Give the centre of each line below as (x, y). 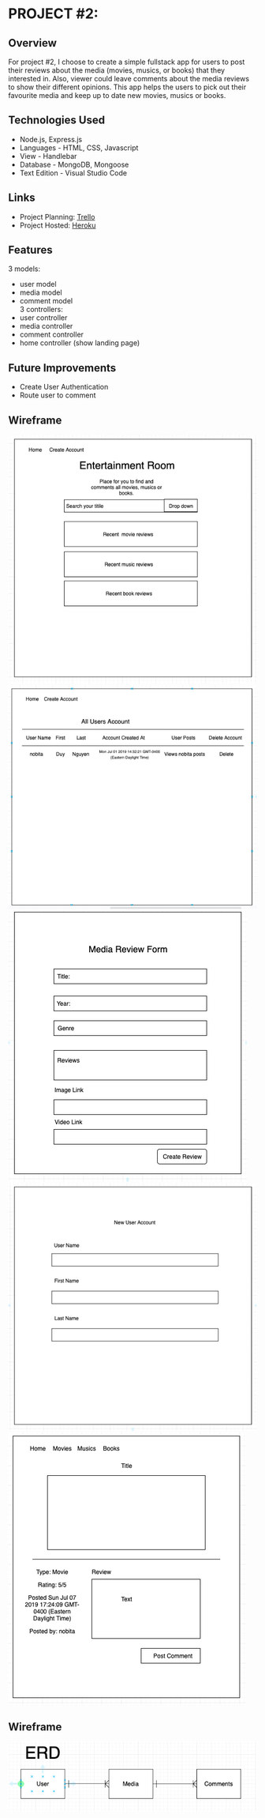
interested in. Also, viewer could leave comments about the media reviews (129, 79)
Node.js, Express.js (51, 139)
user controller (43, 318)
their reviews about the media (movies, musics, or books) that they (117, 70)
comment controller (52, 335)
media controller (46, 326)
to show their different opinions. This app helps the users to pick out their (127, 87)
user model (38, 284)
